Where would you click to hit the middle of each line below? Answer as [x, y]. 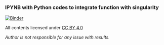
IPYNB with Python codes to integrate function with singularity [82, 7]
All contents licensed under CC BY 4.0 [44, 28]
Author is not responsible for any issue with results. [58, 37]
